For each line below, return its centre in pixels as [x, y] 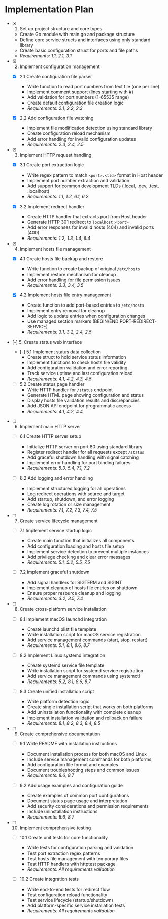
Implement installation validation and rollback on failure [85, 718]
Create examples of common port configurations [78, 795]
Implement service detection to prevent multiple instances [88, 551]
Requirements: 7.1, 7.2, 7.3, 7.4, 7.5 [62, 510]
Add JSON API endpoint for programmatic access [79, 406]
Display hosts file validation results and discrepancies [83, 401]
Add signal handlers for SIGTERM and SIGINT [75, 582]
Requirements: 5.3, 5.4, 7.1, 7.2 [58, 468]
